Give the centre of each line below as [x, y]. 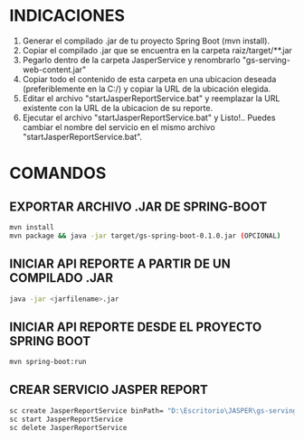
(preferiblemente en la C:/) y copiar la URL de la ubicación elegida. [147, 89]
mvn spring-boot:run [48, 362]
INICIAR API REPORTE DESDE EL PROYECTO [136, 327]
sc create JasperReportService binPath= [87, 411]
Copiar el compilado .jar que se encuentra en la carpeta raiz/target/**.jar [157, 50]
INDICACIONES [67, 16]
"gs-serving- [267, 60]
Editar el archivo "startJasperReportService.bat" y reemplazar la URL [151, 98]
